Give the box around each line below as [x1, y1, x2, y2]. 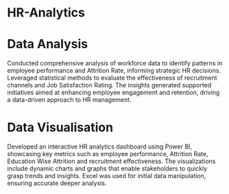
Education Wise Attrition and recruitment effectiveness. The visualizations [7, 157, 216, 166]
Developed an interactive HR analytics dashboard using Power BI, [7, 142, 193, 151]
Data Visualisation [7, 120, 114, 136]
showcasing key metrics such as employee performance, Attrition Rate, [7, 150, 208, 158]
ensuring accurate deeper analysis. [7, 179, 107, 187]
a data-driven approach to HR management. [7, 96, 132, 104]
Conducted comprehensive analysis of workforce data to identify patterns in [7, 59, 223, 67]
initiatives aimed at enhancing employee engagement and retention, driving [7, 88, 220, 97]
